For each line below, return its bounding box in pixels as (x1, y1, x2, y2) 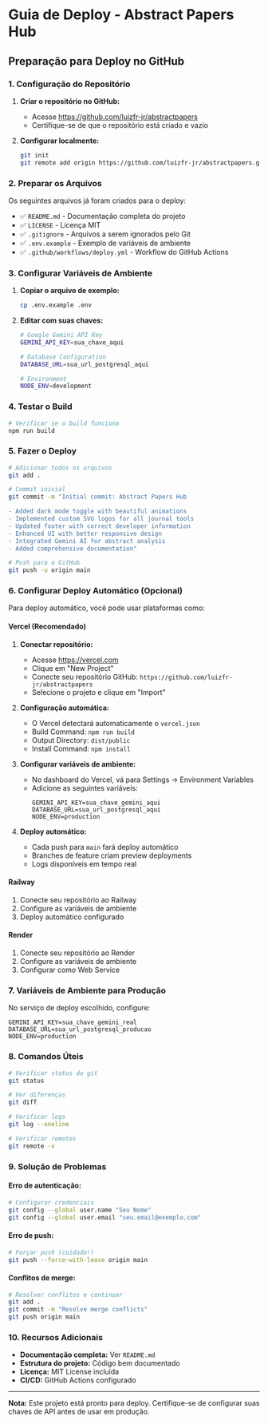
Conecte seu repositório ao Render (19, 948, 136, 958)
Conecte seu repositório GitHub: (31, 672, 138, 681)
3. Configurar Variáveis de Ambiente (8, 268, 153, 279)
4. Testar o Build (8, 401, 73, 412)
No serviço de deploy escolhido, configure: (8, 1003, 151, 1013)
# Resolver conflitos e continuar (8, 1291, 124, 1299)
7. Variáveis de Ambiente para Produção (8, 985, 166, 996)
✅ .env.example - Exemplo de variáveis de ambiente (19, 238, 191, 248)
